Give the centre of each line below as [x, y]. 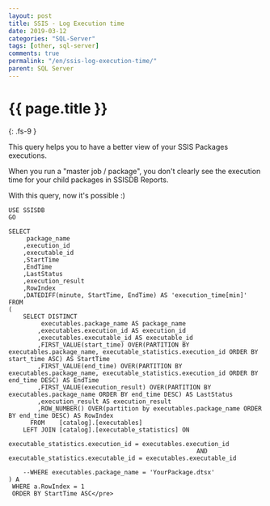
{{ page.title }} [58, 108]
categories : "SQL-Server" [52, 38]
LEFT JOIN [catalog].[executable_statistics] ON [106, 430]
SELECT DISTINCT [51, 317]
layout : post [30, 16]
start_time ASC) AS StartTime [59, 359]
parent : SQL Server [41, 69]
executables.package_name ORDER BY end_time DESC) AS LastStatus [120, 394]
